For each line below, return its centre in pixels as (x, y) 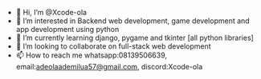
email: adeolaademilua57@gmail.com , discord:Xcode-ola (109, 67)
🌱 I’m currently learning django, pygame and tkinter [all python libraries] (135, 38)
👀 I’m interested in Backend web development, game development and (133, 21)
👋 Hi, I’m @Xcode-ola (51, 12)
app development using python (67, 29)
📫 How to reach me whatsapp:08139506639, (91, 55)
